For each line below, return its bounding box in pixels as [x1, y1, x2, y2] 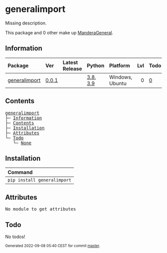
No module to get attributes [5, 206, 76, 212]
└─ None [13, 140, 32, 146]
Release [63, 65, 82, 72]
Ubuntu [109, 80, 127, 87]
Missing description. [5, 20, 47, 26]
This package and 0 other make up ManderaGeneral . [5, 29, 113, 35]
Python [86, 62, 104, 69]
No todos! [5, 234, 26, 240]
